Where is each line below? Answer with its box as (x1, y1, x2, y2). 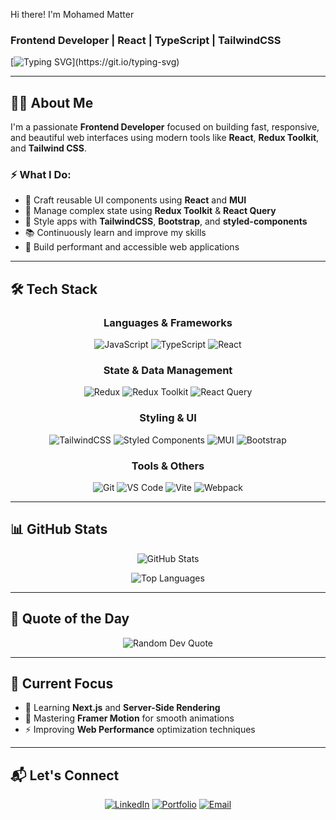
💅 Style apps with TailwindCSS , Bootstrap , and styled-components (24, 215, 308, 228)
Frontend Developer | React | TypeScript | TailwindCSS (10, 33, 282, 47)
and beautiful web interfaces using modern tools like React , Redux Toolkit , (10, 132, 320, 144)
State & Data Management (103, 364, 233, 378)
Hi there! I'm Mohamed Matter (10, 9, 135, 20)
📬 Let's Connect (10, 767, 120, 784)
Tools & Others (131, 459, 205, 473)
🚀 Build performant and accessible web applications (24, 241, 240, 253)
